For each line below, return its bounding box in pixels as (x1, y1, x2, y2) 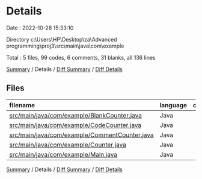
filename (9, 101, 35, 109)
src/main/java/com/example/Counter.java (9, 140, 126, 149)
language (159, 101, 188, 109)
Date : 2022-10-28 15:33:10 (6, 24, 74, 31)
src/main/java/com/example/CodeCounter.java (9, 121, 142, 129)
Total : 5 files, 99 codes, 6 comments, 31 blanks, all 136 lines (6, 54, 156, 61)
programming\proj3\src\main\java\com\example (6, 42, 124, 49)
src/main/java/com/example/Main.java (9, 150, 118, 159)
